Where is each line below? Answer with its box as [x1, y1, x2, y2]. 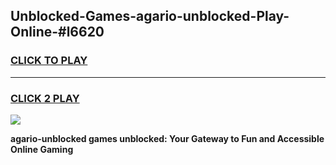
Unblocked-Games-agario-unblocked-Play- [10, 8, 290, 25]
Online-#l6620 [10, 24, 105, 41]
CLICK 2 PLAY [10, 91, 80, 105]
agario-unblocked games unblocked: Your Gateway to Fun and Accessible [10, 132, 325, 144]
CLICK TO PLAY [10, 54, 88, 68]
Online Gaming [10, 143, 74, 155]
